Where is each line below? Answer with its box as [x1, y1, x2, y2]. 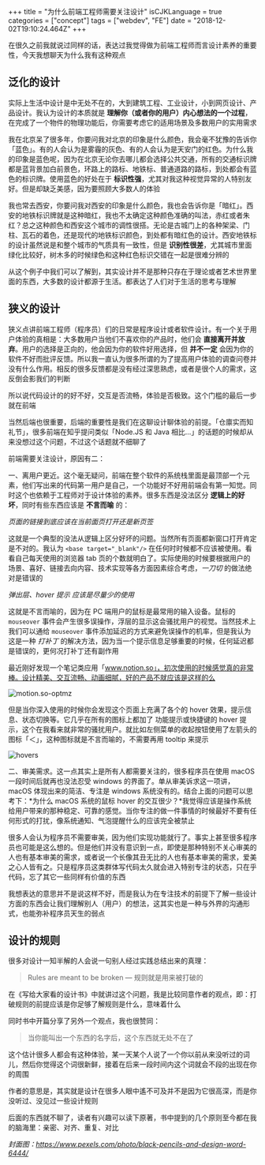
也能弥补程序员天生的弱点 [21, 908, 105, 918]
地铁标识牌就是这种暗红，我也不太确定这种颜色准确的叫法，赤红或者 [21, 210, 243, 219]
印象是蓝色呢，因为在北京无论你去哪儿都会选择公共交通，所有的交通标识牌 [14, 154, 257, 163]
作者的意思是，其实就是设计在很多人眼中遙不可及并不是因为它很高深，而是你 [8, 1086, 257, 1096]
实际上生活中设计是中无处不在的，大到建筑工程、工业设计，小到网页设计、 [8, 98, 250, 107]
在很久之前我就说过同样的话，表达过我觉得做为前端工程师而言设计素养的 [8, 40, 243, 50]
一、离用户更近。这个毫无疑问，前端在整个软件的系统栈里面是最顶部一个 [8, 470, 243, 480]
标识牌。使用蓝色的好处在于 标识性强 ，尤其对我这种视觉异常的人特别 [21, 174, 245, 183]
